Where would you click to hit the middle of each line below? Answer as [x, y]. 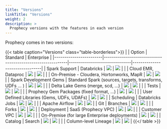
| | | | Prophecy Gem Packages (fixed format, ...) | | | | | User [82, 92]
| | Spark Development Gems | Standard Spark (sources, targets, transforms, [84, 80]
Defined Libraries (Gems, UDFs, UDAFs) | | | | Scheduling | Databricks [83, 98]
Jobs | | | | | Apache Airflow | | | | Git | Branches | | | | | [79, 104]
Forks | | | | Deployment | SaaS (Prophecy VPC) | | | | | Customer [83, 110]
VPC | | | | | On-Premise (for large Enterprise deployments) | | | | [83, 116]
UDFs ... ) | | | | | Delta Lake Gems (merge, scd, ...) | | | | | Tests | [83, 86]
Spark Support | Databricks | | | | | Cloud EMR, [100, 69]
